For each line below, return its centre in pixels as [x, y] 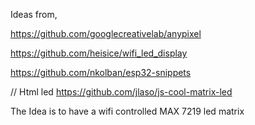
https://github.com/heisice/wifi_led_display [99, 53]
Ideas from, [34, 14]
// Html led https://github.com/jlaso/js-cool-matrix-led [121, 92]
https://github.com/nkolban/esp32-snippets [101, 72]
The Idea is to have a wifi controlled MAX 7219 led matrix [127, 111]
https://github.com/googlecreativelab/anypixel [106, 33]
